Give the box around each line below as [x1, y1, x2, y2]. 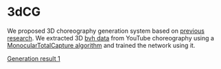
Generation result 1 [7, 54, 60, 62]
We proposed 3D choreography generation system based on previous [7, 27, 205, 35]
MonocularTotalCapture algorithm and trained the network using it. [7, 41, 196, 49]
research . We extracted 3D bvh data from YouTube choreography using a [7, 33, 215, 42]
